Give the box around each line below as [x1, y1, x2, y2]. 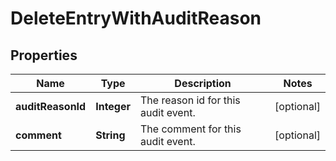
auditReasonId [15, 100, 87, 113]
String [95, 128, 126, 142]
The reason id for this [140, 93, 241, 107]
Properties [10, 47, 78, 64]
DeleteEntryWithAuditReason [10, 7, 262, 30]
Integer [95, 100, 132, 113]
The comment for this [140, 122, 242, 136]
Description [174, 77, 232, 90]
